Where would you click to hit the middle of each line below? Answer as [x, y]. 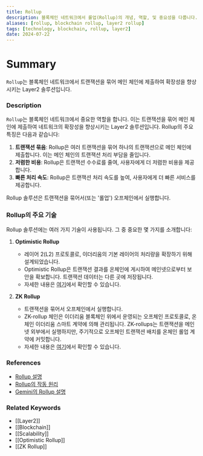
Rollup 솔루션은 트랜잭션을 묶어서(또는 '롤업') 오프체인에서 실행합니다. [89, 198]
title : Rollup [24, 12]
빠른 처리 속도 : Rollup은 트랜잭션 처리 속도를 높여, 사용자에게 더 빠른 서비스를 [105, 178]
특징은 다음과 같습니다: [33, 134]
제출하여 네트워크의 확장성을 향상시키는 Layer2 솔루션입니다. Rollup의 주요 [105, 127]
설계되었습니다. [42, 261]
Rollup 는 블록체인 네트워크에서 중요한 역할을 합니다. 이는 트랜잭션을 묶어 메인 [97, 119]
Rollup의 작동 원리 [37, 384]
